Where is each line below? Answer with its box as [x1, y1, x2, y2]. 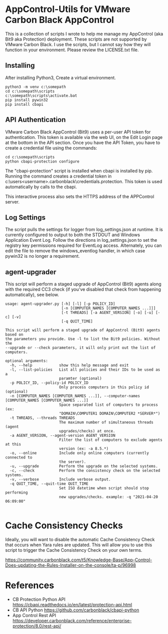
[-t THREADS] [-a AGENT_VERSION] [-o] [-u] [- [61, 310, 160, 315]
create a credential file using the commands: [5, 144, 97, 151]
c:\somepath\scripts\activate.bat [5, 93, 78, 98]
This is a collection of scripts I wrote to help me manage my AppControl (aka [5, 31, 163, 37]
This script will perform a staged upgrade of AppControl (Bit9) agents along [5, 281, 161, 287]
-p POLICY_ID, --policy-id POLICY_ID [10, 380, 89, 386]
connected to [5, 455, 33, 460]
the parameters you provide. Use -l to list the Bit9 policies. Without [5, 337, 160, 342]
